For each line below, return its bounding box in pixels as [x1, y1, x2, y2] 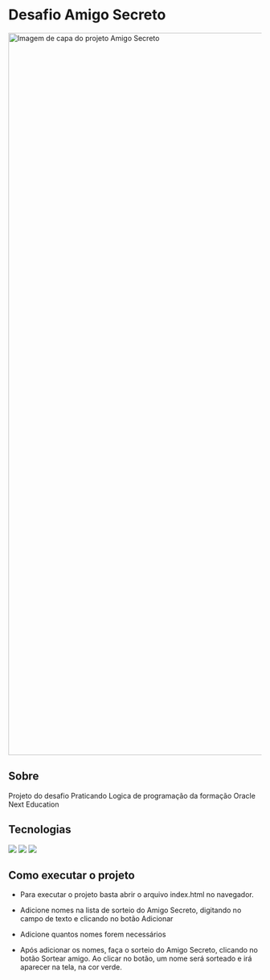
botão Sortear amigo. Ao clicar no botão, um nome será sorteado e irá [19, 953, 252, 964]
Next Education [8, 799, 59, 809]
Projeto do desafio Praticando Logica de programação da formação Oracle [8, 791, 256, 800]
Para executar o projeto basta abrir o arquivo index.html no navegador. [19, 890, 255, 899]
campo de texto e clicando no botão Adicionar [19, 914, 174, 924]
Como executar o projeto [8, 868, 135, 882]
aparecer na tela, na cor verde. [19, 962, 122, 972]
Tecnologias [8, 823, 72, 837]
